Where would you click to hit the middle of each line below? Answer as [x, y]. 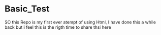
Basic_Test [27, 9]
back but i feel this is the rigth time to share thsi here [58, 27]
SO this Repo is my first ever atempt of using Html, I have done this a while [80, 22]
